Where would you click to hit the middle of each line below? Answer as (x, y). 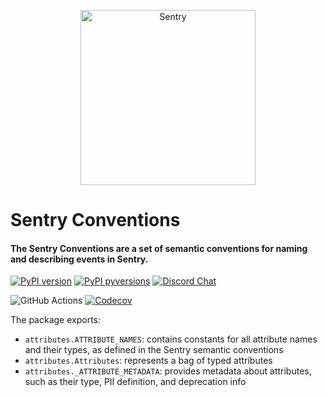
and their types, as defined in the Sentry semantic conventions (154, 350)
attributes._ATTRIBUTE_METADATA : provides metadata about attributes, (168, 371)
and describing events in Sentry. (79, 259)
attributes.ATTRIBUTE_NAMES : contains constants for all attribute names (171, 339)
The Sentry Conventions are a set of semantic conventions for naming (159, 248)
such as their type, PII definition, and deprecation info (135, 382)
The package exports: (56, 320)
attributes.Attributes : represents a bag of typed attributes (148, 361)
